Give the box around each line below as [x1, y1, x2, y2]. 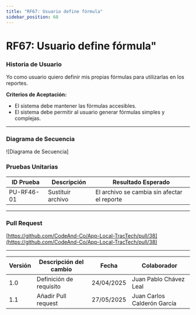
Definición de [37, 275, 73, 283]
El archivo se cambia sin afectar [95, 188, 183, 196]
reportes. [6, 80, 28, 87]
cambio [50, 265, 72, 273]
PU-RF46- [9, 188, 40, 196]
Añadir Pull [37, 292, 66, 300]
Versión [9, 261, 32, 269]
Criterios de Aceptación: [6, 91, 67, 98]
